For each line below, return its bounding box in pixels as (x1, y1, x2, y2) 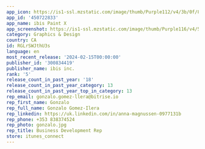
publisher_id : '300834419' (6, 60, 75, 66)
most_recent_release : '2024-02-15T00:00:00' (6, 54, 121, 60)
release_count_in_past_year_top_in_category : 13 (6, 88, 132, 94)
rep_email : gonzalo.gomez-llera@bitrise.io (6, 94, 119, 100)
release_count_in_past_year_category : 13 (6, 83, 113, 89)
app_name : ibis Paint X (6, 20, 67, 26)
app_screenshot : (6, 26, 48, 32)
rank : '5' (6, 71, 32, 77)
